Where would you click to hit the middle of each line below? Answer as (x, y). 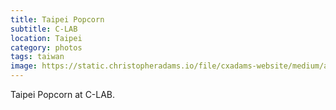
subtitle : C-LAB (44, 29)
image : (24, 66)
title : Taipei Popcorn (57, 19)
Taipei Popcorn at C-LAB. (63, 94)
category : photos (46, 47)
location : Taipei (46, 38)
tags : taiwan (37, 57)
